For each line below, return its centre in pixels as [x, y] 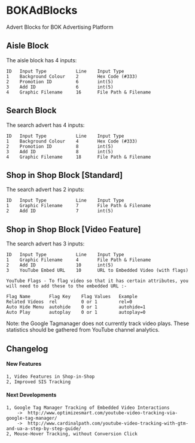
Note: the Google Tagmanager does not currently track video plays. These [98, 323]
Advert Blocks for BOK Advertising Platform [60, 27]
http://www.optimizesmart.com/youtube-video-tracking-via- [103, 413]
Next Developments [31, 395]
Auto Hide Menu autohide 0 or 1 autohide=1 [76, 307]
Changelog [27, 349]
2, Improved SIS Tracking [38, 382]
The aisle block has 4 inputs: [42, 60]
